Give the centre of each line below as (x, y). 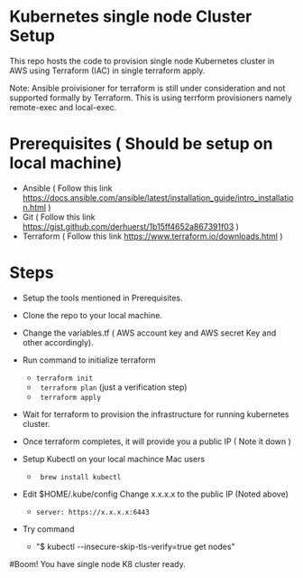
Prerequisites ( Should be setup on (141, 144)
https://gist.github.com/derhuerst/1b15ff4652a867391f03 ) (130, 226)
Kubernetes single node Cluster (131, 17)
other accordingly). (58, 342)
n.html (34, 207)
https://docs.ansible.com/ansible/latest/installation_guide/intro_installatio (158, 197)
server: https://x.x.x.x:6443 (93, 512)
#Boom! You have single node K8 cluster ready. (98, 564)
